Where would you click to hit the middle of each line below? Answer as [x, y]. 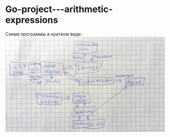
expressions [32, 20]
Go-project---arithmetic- [59, 9]
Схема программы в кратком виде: [44, 34]
